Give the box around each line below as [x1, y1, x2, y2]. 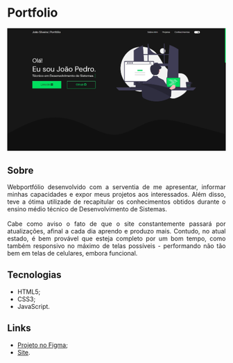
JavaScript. [17, 302, 51, 310]
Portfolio [7, 5, 58, 21]
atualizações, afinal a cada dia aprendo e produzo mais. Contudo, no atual [7, 227, 226, 236]
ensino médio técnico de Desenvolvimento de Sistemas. [7, 205, 168, 213]
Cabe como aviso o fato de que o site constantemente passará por [7, 220, 226, 228]
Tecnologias [7, 269, 62, 281]
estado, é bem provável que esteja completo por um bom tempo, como [7, 234, 226, 243]
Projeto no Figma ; [17, 341, 68, 349]
